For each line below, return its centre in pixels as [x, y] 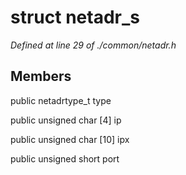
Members [41, 76]
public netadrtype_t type [61, 100]
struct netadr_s [75, 17]
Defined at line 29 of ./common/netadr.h [93, 45]
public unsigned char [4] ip [66, 120]
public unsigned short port [65, 158]
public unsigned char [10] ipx [70, 139]
